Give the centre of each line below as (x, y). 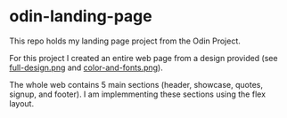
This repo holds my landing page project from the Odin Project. (125, 41)
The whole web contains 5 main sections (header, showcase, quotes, (136, 84)
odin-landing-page (81, 16)
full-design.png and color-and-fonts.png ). (86, 67)
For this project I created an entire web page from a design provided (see (143, 58)
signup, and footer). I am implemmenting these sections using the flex (137, 94)
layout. (21, 103)
